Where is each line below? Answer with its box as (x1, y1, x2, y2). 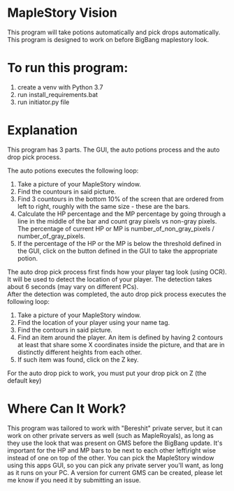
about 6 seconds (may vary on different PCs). (7, 282, 138, 291)
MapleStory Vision (7, 5, 117, 21)
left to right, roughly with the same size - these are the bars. (17, 202, 191, 210)
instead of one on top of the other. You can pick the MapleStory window (7, 453, 214, 462)
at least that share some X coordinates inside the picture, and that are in (17, 340, 225, 349)
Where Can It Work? (7, 401, 126, 416)
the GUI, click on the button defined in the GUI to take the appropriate (17, 247, 218, 255)
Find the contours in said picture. (17, 325, 113, 334)
